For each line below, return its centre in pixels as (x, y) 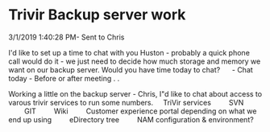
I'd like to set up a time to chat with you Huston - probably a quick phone (129, 52)
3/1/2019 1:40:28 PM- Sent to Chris (66, 37)
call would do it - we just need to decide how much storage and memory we (135, 61)
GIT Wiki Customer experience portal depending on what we (140, 111)
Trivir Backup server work (97, 15)
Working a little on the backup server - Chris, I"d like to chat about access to (135, 93)
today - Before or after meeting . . (64, 78)
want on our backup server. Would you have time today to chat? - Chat (131, 69)
